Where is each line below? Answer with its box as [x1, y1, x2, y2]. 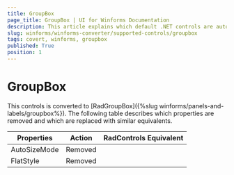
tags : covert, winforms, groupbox [7, 36, 108, 43]
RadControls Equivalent [103, 133, 184, 142]
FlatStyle [10, 156, 40, 165]
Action [70, 133, 93, 142]
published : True [7, 42, 54, 49]
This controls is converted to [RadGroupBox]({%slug [7, 101, 158, 110]
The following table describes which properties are [68, 109, 214, 117]
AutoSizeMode [10, 144, 59, 154]
